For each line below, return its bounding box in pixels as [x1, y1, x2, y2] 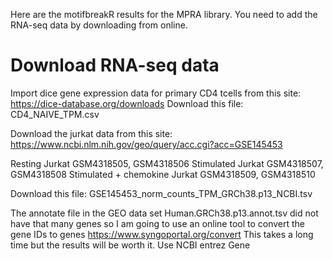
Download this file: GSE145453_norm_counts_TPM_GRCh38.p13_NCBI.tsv [10, 187, 313, 199]
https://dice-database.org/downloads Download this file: [10, 97, 244, 109]
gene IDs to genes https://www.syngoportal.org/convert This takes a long [10, 228, 314, 240]
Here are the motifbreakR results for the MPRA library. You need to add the [10, 9, 318, 20]
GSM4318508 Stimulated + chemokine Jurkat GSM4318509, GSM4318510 [10, 168, 316, 180]
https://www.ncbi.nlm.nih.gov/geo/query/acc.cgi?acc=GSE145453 [10, 138, 283, 150]
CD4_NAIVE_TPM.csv [10, 108, 100, 120]
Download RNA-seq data [10, 54, 220, 77]
